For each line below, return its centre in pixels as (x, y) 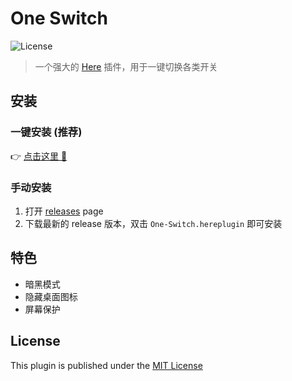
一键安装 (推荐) (46, 132)
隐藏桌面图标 (51, 296)
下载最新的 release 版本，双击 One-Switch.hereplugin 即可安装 (153, 223)
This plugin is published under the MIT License (106, 365)
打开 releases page (64, 211)
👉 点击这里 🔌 (39, 156)
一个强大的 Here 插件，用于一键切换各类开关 (126, 66)
